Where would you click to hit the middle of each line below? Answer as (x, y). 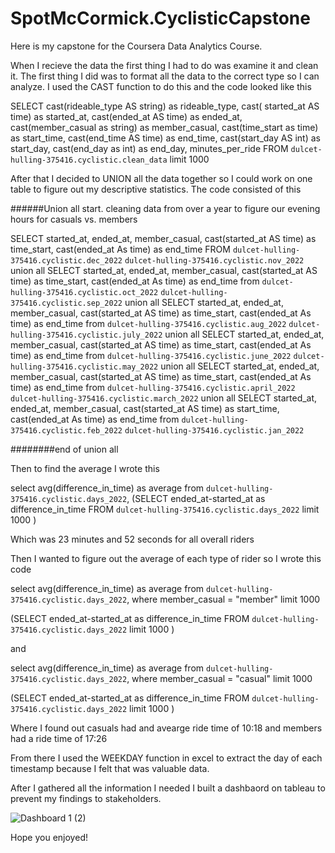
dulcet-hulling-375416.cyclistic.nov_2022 (214, 260)
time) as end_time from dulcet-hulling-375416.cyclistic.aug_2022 (148, 323)
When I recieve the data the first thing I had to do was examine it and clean (164, 65)
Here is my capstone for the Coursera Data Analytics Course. (136, 46)
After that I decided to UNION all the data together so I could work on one (161, 178)
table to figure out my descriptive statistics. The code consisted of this (156, 189)
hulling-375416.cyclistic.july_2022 (86, 335)
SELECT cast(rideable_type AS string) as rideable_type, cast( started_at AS (165, 106)
